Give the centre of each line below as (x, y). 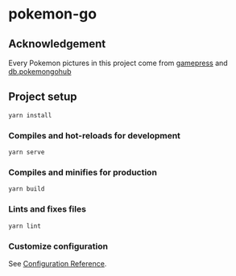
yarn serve (27, 152)
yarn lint (25, 226)
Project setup (43, 97)
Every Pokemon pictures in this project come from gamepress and (118, 63)
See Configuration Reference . (58, 264)
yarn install (30, 115)
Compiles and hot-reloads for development (95, 135)
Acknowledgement (57, 44)
